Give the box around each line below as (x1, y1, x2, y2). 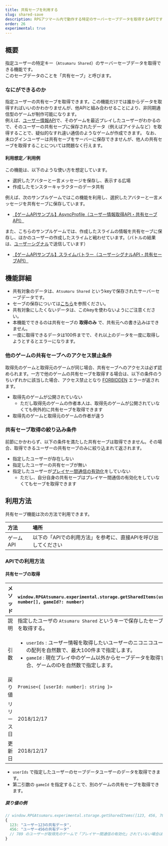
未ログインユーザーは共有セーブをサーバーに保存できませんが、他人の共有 (5, 136, 158, 142)
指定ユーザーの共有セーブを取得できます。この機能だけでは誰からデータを (5, 99, 158, 105)
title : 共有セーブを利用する (5, 7, 58, 13)
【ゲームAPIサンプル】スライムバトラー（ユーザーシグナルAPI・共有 (12, 252, 153, 258)
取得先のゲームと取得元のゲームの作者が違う (12, 412, 104, 418)
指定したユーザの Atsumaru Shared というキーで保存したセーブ (17, 617, 163, 624)
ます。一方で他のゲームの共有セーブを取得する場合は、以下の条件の (18, 370, 158, 376)
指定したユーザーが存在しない (12, 456, 74, 462)
